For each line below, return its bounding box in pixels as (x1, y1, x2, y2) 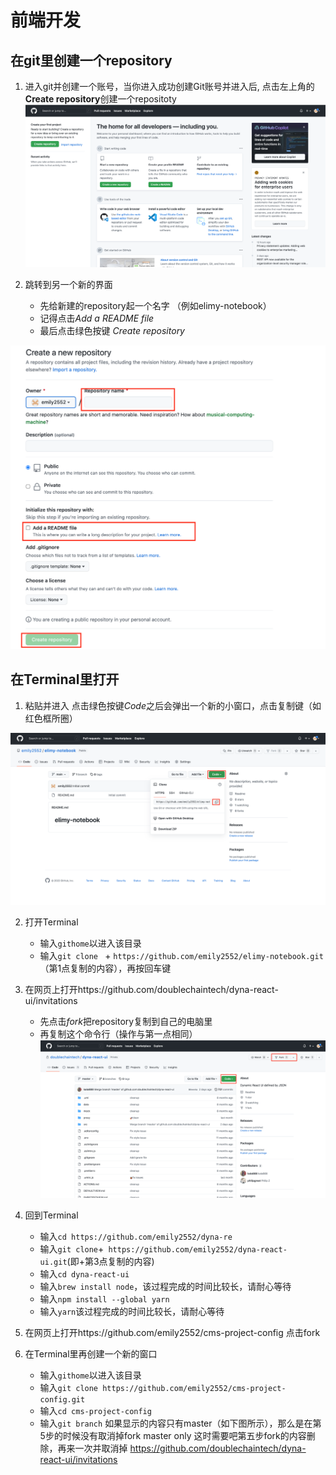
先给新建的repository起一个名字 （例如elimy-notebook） (39, 300, 272, 312)
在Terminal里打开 (10, 671, 120, 688)
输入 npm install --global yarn (39, 1292, 170, 1305)
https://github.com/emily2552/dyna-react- (108, 1244, 288, 1255)
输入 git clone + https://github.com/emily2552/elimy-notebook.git (39, 949, 324, 961)
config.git (39, 1394, 86, 1405)
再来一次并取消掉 (57, 1442, 128, 1454)
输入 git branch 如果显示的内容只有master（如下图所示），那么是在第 (39, 1417, 322, 1429)
